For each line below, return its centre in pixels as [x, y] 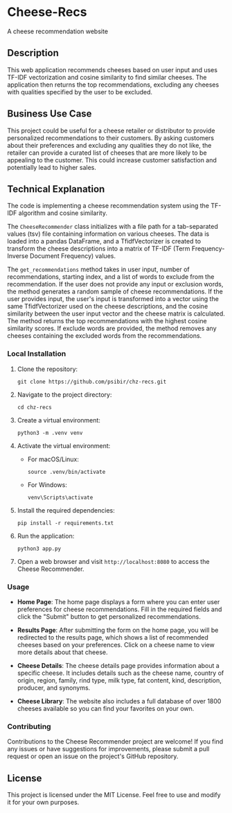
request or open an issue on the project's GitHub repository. [93, 756]
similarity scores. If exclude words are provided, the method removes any [112, 328]
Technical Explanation [56, 189]
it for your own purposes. [43, 803]
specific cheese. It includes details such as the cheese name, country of [121, 673]
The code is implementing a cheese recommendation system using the [108, 206]
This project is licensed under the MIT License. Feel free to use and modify [114, 795]
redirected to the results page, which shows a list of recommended [113, 637]
